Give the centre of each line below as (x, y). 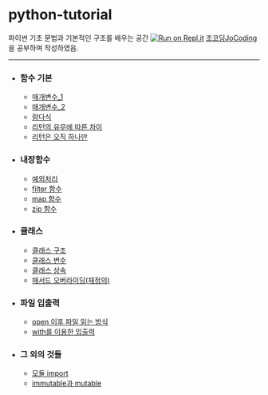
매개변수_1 (47, 97)
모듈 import (50, 373)
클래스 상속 (49, 270)
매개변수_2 (49, 107)
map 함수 (46, 198)
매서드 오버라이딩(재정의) (71, 280)
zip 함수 (44, 209)
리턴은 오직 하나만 (59, 137)
